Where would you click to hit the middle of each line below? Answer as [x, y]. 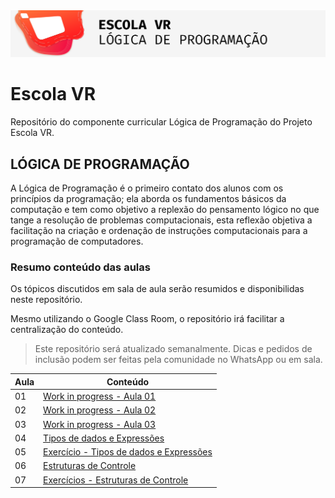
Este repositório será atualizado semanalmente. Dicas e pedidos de [173, 349]
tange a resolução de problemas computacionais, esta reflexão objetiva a [161, 220]
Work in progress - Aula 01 [100, 396]
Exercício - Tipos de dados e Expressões [128, 452]
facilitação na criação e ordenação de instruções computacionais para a [159, 231]
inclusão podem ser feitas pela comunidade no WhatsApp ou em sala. [178, 360]
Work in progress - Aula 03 [100, 424]
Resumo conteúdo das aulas [80, 267]
